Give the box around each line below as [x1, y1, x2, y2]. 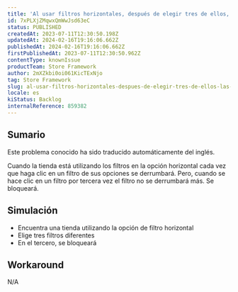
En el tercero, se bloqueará [17, 238, 97, 247]
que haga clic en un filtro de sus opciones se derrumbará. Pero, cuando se [7, 169, 225, 177]
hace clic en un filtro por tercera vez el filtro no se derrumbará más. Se [7, 176, 215, 185]
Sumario [7, 129, 46, 141]
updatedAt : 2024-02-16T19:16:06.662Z [7, 37, 119, 44]
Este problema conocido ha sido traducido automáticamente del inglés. [7, 147, 215, 156]
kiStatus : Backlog [7, 96, 62, 103]
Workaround [7, 259, 64, 271]
